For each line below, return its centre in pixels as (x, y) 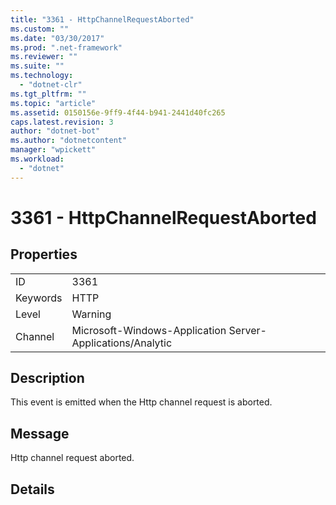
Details (32, 489)
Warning (91, 314)
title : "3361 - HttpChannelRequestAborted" (102, 19)
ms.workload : (37, 159)
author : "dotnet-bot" (55, 131)
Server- (247, 330)
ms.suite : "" (37, 66)
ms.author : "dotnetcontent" (69, 141)
